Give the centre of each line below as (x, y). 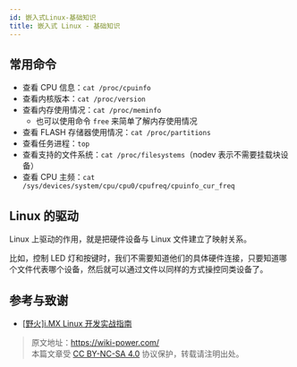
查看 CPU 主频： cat (59, 177)
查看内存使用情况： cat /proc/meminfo (92, 110)
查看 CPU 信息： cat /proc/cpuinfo (86, 88)
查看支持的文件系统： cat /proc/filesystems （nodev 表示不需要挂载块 (152, 155)
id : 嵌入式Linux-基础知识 (53, 17)
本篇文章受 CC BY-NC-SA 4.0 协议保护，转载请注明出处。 (137, 354)
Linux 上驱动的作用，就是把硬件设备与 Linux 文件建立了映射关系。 (131, 239)
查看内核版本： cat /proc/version (84, 98)
